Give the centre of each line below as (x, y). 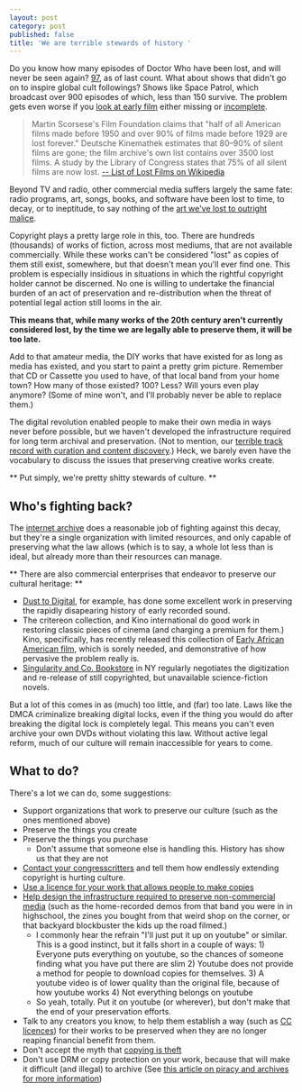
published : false (42, 34)
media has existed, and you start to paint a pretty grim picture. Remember (146, 367)
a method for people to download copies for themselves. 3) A (150, 973)
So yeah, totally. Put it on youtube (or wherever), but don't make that (163, 1002)
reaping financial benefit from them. (89, 1040)
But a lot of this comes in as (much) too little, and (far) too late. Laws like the (151, 705)
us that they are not (72, 858)
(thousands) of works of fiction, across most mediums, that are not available (151, 245)
